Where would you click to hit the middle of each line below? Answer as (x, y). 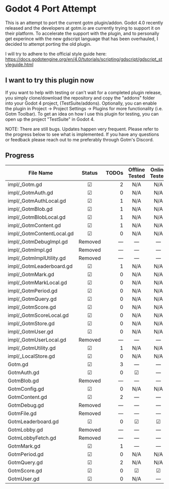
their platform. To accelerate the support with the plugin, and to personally (82, 33)
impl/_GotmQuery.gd (32, 299)
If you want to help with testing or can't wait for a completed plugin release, (83, 92)
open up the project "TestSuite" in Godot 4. (50, 119)
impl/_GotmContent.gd (34, 225)
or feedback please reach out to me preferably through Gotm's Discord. (79, 139)
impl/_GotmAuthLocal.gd (37, 201)
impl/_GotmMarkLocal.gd (37, 282)
